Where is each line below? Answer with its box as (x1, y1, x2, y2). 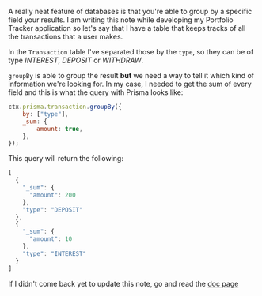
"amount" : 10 (28, 235, 73, 243)
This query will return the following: (8, 154, 124, 163)
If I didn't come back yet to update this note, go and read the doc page (8, 279, 239, 288)
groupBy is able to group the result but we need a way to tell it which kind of (8, 71, 255, 80)
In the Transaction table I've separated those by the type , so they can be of (8, 47, 254, 56)
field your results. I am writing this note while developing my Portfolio (8, 15, 234, 24)
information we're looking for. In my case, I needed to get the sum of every (8, 79, 252, 88)
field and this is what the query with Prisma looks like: (8, 88, 184, 97)
